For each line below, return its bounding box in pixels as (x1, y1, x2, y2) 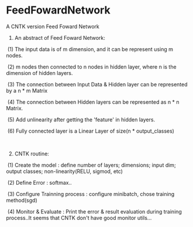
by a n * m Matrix (6, 87, 48, 94)
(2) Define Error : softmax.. (7, 179, 72, 186)
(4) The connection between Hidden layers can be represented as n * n (7, 98, 180, 106)
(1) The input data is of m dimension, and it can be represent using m (7, 45, 174, 53)
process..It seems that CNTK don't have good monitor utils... (6, 214, 152, 221)
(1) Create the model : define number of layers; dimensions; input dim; (7, 161, 177, 168)
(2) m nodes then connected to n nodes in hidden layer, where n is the (7, 63, 177, 70)
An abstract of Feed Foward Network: (14, 34, 105, 41)
